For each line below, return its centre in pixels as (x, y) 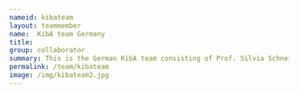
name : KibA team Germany (57, 34)
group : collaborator (48, 50)
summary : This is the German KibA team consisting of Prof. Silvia (137, 58)
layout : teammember (45, 26)
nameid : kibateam (41, 17)
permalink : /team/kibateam (59, 67)
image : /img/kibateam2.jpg (59, 75)
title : (21, 42)
